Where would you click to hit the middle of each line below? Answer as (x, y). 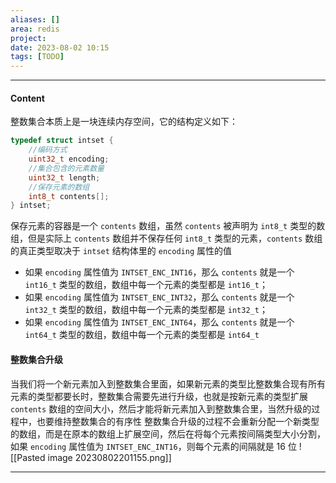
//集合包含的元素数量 (66, 168)
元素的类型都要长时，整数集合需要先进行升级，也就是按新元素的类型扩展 (159, 396)
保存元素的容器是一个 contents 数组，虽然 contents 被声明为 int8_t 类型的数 (168, 226)
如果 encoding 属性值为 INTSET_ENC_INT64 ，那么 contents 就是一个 (159, 322)
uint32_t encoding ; (69, 159)
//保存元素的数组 (59, 187)
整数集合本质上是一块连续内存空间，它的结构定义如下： (124, 122)
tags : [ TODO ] (37, 57)
